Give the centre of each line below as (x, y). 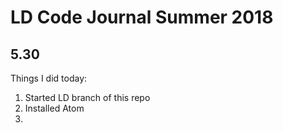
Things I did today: (49, 78)
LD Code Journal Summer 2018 (142, 17)
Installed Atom (54, 108)
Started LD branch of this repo (87, 97)
